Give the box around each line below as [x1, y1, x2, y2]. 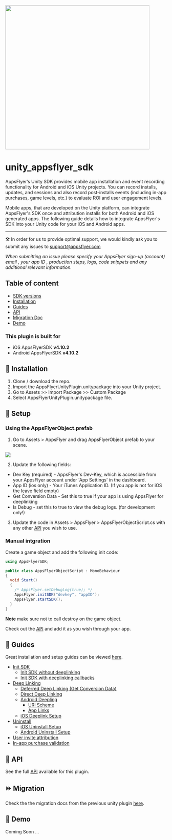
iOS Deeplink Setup [20, 713, 61, 719]
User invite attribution [12, 734, 59, 741]
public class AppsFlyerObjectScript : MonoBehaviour [5, 568, 120, 573]
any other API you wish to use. [12, 524, 77, 531]
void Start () [10, 578, 38, 583]
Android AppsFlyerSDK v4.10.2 [12, 350, 79, 356]
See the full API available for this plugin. [5, 768, 90, 775]
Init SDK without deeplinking [20, 669, 80, 676]
